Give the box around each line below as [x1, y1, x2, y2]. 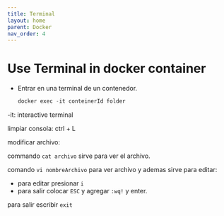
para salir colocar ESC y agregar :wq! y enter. [17, 187, 148, 195]
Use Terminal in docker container [7, 61, 206, 76]
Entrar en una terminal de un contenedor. [17, 84, 138, 93]
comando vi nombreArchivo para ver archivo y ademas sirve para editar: [7, 166, 218, 174]
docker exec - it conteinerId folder [17, 98, 126, 105]
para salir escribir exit [7, 200, 73, 209]
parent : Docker [7, 23, 52, 30]
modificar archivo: [7, 138, 60, 147]
